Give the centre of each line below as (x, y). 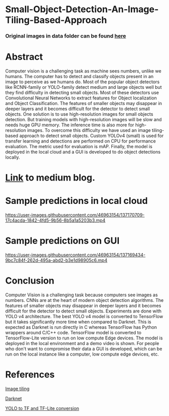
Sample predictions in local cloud (77, 201)
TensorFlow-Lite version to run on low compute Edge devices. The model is (84, 338)
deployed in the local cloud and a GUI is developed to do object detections (83, 152)
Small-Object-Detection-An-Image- (82, 9)
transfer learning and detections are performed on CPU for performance (80, 141)
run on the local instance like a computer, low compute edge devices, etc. (82, 354)
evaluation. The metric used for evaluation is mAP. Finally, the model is (79, 147)
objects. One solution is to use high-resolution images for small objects (79, 114)
